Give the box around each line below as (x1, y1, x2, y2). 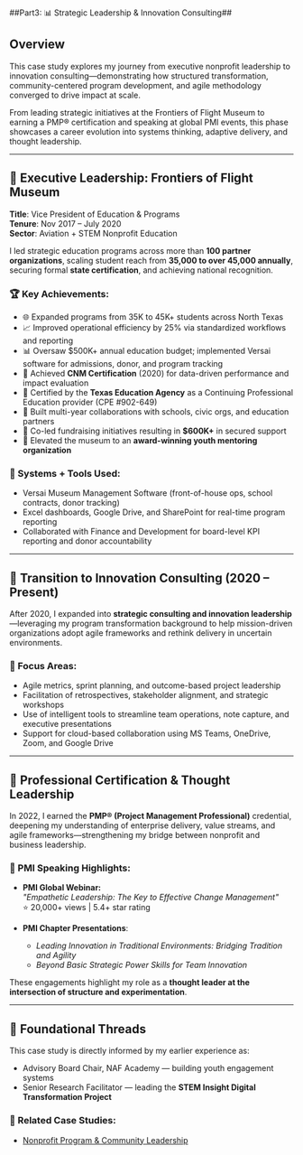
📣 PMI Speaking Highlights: (9, 862, 131, 874)
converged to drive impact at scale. (9, 89, 142, 100)
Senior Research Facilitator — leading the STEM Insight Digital (22, 1082, 256, 1093)
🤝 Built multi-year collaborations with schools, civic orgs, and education (22, 405, 289, 417)
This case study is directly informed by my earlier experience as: (9, 1046, 250, 1057)
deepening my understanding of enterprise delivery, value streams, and (9, 820, 276, 831)
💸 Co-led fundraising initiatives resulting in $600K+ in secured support (22, 425, 287, 436)
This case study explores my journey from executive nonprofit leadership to (9, 61, 291, 71)
